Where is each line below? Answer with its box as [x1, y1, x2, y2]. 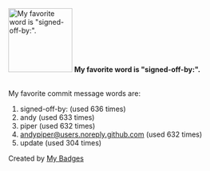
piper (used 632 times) [19, 121, 96, 130]
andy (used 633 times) [19, 113, 95, 122]
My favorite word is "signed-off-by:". [73, 65, 201, 74]
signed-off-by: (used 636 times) [19, 104, 126, 113]
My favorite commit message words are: [8, 89, 141, 98]
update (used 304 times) [19, 138, 102, 147]
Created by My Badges [8, 153, 84, 163]
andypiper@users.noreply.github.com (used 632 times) [19, 129, 203, 139]
